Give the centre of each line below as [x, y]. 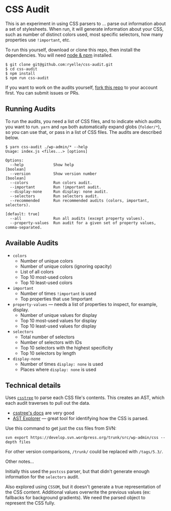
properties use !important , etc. [38, 40]
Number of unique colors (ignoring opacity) [66, 266]
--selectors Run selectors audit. [55, 196]
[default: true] [22, 214]
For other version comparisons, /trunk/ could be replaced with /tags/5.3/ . [84, 452]
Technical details [33, 385]
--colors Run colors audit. [51, 182]
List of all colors [37, 271]
